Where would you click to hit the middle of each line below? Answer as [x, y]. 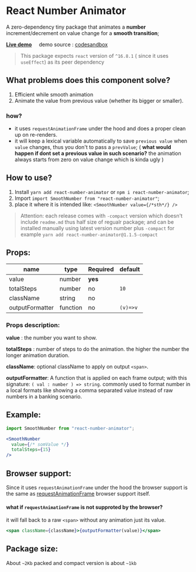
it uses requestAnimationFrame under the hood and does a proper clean [100, 129]
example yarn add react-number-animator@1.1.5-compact [89, 234]
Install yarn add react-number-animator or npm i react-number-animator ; [102, 192]
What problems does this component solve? [88, 80]
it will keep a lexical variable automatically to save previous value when [101, 141]
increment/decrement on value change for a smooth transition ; [83, 33]
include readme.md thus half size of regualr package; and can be [97, 222]
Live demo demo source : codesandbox [57, 44]
